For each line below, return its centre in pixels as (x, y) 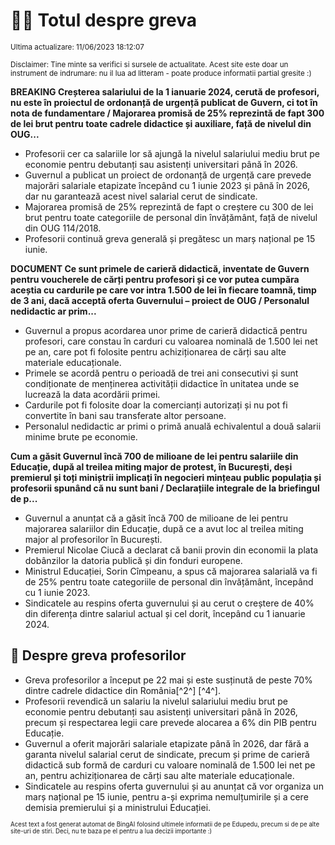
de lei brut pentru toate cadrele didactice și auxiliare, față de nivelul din (161, 123)
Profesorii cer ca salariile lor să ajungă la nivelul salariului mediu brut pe (172, 153)
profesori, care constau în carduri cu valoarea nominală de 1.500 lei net (171, 341)
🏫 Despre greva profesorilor (98, 655)
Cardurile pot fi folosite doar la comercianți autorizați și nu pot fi (156, 405)
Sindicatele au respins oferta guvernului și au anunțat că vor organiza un (174, 786)
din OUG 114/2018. (63, 228)
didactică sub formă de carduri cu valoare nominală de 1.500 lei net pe (170, 765)
